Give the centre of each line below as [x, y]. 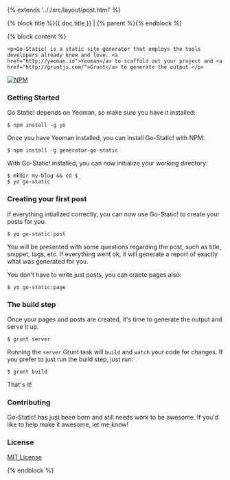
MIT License [25, 457]
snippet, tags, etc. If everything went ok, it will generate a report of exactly [113, 254]
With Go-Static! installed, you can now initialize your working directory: [107, 163]
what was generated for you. [48, 261]
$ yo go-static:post [37, 234]
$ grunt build [27, 372]
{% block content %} [37, 36]
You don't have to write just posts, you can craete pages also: [94, 275]
